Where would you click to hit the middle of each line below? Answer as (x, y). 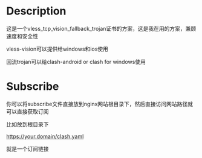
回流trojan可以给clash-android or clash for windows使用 (76, 62)
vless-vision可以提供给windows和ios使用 (57, 49)
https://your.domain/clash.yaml (45, 136)
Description (36, 11)
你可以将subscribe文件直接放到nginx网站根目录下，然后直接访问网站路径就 (100, 104)
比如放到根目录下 (28, 124)
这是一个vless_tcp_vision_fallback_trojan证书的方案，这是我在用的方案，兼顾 (101, 28)
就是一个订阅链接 (28, 148)
